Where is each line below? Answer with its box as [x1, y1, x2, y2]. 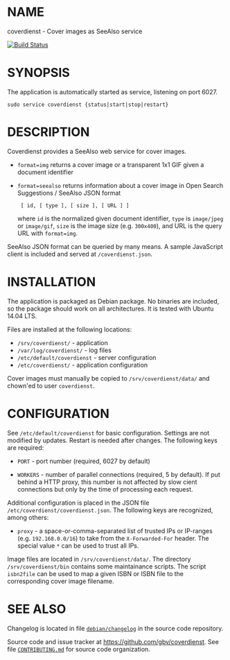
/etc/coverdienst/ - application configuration [17, 361, 148, 369]
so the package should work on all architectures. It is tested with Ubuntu [7, 304, 214, 313]
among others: [7, 513, 49, 521]
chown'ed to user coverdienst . [7, 381, 95, 390]
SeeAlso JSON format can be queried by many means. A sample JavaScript [7, 242, 223, 250]
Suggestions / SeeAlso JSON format [17, 189, 121, 197]
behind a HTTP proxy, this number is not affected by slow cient [17, 478, 197, 486]
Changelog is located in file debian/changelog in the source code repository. [7, 624, 224, 632]
